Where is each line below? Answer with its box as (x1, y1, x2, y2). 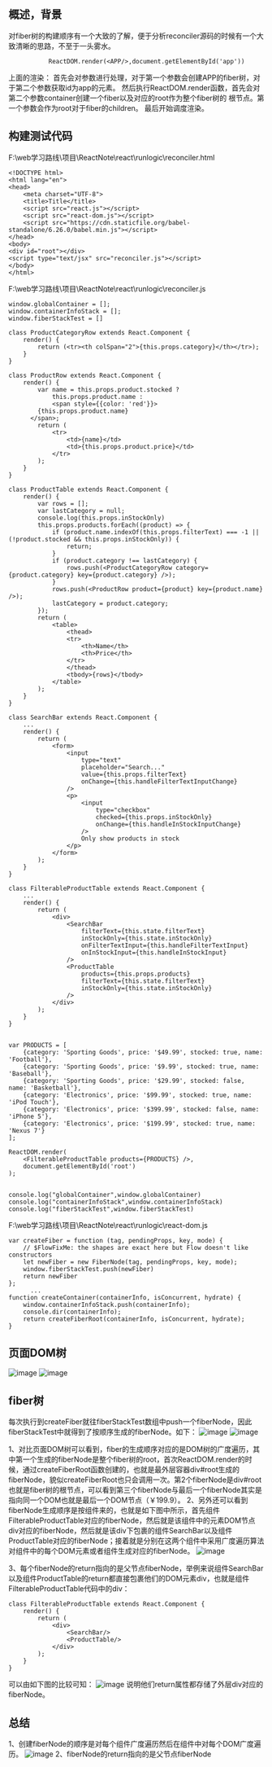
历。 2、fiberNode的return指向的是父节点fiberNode (8, 1749, 212, 1759)
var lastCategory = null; (37, 506, 126, 515)
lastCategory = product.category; (51, 599, 169, 607)
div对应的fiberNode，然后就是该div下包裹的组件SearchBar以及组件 (8, 1526, 233, 1536)
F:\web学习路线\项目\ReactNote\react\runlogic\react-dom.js (8, 1220, 209, 1230)
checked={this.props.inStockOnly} (95, 813, 213, 821)
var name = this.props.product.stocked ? (37, 385, 180, 393)
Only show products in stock (80, 834, 180, 843)
